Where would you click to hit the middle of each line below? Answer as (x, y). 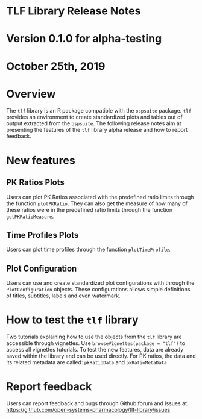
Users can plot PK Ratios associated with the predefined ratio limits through (100, 197)
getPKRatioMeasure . (30, 216)
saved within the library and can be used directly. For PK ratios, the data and (101, 356)
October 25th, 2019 (56, 66)
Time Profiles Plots (43, 235)
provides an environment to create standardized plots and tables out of (94, 117)
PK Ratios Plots (36, 183)
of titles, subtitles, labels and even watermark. (63, 296)
